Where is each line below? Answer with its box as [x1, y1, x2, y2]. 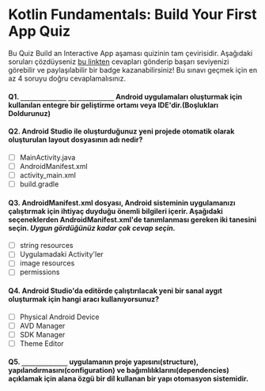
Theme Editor [19, 338, 65, 348]
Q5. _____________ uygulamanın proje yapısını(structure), [8, 357, 199, 367]
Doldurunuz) [8, 108, 51, 118]
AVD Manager [19, 321, 66, 330]
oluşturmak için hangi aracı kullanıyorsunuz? [8, 295, 160, 304]
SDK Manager [19, 329, 66, 339]
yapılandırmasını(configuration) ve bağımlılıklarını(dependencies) [8, 366, 229, 375]
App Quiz [8, 22, 71, 40]
